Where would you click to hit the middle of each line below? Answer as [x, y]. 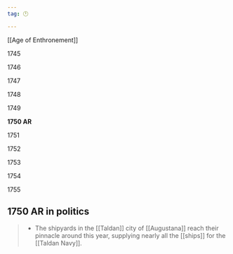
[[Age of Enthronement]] [43, 40]
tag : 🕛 [18, 14]
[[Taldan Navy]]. [58, 243]
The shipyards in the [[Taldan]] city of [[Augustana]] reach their [127, 228]
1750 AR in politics [48, 212]
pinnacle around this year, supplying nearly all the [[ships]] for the [130, 236]
